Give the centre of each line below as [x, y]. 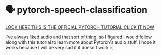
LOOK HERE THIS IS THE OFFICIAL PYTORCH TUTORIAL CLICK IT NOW [80, 27]
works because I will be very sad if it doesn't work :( [59, 47]
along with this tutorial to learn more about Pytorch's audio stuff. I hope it [81, 42]
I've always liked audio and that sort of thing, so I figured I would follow [79, 37]
